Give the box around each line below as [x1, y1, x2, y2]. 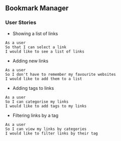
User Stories [5, 19, 37, 26]
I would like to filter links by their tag [5, 130, 98, 136]
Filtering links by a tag [12, 112, 59, 118]
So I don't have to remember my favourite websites [5, 72, 116, 77]
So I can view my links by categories [5, 126, 87, 131]
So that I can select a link [5, 45, 67, 50]
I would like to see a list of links [5, 49, 85, 54]
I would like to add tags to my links [5, 103, 87, 108]
